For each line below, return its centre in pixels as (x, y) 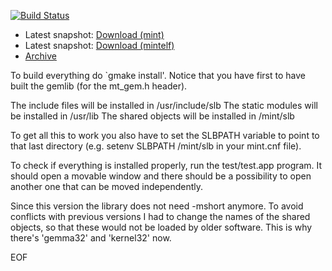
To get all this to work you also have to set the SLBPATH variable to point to (165, 135)
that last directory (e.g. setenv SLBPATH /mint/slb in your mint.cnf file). (156, 146)
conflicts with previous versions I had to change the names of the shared (160, 216)
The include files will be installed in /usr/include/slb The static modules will (164, 105)
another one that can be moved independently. (107, 186)
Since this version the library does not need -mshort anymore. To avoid (157, 206)
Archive (40, 56)
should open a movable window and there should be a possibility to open (161, 176)
